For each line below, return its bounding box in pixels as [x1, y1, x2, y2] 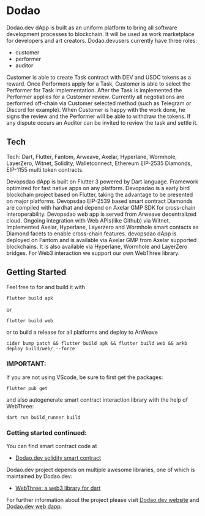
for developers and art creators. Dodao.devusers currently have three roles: [6, 37, 198, 44]
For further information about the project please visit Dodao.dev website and [6, 496, 199, 504]
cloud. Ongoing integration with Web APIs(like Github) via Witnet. [6, 216, 171, 224]
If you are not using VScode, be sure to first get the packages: [6, 374, 163, 381]
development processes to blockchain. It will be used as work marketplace [6, 30, 195, 37]
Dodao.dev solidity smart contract [15, 454, 102, 462]
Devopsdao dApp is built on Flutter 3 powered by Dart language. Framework [6, 178, 199, 185]
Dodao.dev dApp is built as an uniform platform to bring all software [6, 24, 177, 31]
